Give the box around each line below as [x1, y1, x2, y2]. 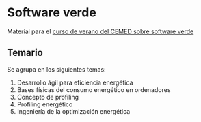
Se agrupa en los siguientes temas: [7, 65, 106, 73]
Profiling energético [16, 100, 73, 108]
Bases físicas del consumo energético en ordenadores [16, 85, 171, 93]
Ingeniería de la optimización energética [16, 107, 131, 115]
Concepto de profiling [16, 93, 79, 101]
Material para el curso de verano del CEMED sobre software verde [7, 27, 194, 35]
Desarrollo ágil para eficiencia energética [16, 78, 133, 87]
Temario [7, 47, 43, 59]
